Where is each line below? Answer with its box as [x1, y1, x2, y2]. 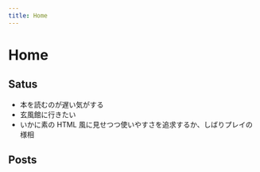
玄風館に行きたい [19, 109, 76, 119]
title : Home [8, 11, 48, 20]
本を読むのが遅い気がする [19, 100, 104, 109]
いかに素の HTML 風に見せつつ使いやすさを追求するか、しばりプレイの [19, 119, 253, 129]
